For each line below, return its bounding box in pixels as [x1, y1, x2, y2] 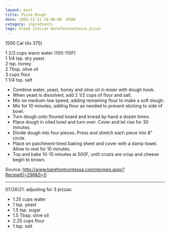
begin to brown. [12, 157, 46, 163]
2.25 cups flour [12, 218, 45, 224]
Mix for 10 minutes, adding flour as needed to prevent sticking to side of [12, 103, 163, 109]
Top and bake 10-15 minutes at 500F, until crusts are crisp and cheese [12, 151, 159, 158]
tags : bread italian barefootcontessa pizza [5, 26, 101, 31]
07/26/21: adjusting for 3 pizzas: [5, 186, 72, 192]
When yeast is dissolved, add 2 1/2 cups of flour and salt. [12, 92, 133, 98]
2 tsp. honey [5, 61, 31, 67]
